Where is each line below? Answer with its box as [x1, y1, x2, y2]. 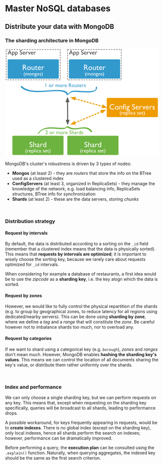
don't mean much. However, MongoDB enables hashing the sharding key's [5, 351, 157, 357]
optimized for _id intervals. [5, 262, 59, 268]
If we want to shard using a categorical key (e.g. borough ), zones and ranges [5, 346, 158, 352]
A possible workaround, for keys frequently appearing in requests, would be [5, 420, 158, 425]
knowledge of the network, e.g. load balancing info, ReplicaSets [12, 186, 141, 192]
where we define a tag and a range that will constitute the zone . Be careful [5, 319, 155, 325]
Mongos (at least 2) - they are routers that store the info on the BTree [12, 170, 152, 176]
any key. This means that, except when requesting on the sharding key [5, 400, 147, 405]
